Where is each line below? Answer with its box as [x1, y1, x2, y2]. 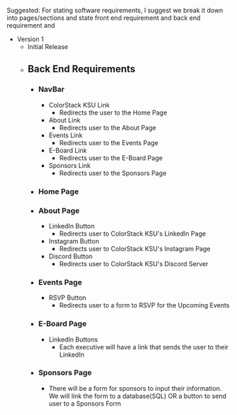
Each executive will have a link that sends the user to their [59, 342, 228, 351]
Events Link [48, 131, 83, 140]
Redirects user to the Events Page [59, 138, 159, 147]
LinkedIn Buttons [48, 335, 99, 344]
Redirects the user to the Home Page [59, 108, 167, 117]
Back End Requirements [27, 63, 136, 75]
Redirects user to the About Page [59, 123, 157, 132]
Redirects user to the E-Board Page [59, 153, 163, 162]
